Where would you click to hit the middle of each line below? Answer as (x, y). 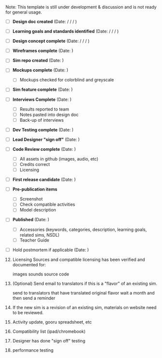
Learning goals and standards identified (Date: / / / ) (66, 32)
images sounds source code (41, 274)
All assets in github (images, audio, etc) (59, 159)
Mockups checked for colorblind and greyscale (67, 80)
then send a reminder (34, 298)
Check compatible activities (47, 204)
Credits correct (35, 164)
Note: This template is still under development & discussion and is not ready (81, 7)
